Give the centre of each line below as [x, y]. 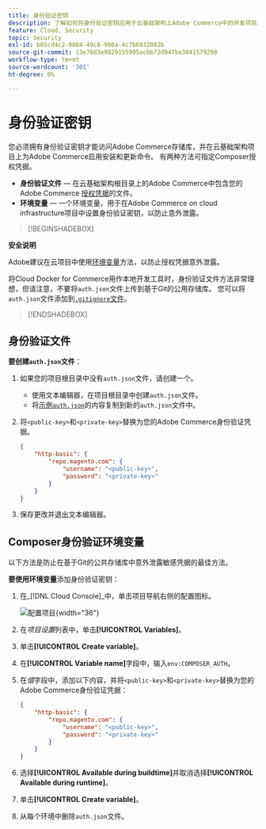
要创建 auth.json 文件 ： [45, 362]
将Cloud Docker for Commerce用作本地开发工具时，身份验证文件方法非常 [128, 279]
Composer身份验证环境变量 [76, 542]
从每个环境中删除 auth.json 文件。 [74, 816]
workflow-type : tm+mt [44, 60]
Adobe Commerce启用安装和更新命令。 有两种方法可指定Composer [139, 156]
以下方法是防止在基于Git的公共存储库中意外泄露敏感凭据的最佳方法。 [120, 562]
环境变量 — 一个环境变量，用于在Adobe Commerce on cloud [118, 203]
